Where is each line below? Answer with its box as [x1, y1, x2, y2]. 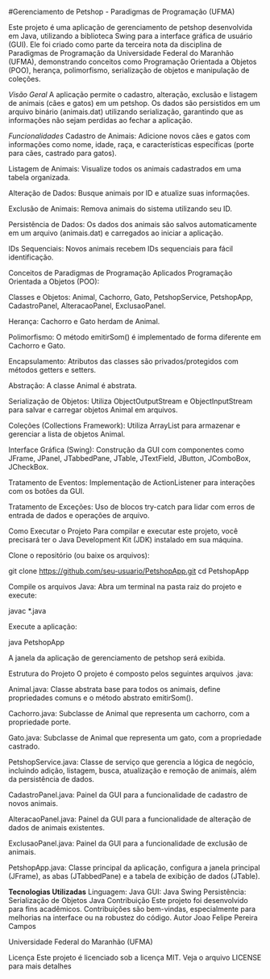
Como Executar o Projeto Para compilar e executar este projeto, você [8, 526, 239, 536]
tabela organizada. [8, 173, 71, 182]
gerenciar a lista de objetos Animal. [8, 429, 126, 439]
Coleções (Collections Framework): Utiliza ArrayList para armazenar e [8, 420, 240, 430]
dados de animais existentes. [8, 823, 105, 832]
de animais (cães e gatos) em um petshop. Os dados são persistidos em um [8, 99, 260, 108]
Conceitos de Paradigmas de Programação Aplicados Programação [8, 268, 233, 277]
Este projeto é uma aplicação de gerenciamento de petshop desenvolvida [8, 23, 253, 32]
